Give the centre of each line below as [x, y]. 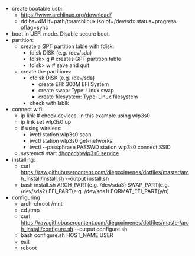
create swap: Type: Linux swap [76, 90]
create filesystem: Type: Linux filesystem [88, 97]
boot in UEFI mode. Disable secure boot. [61, 34]
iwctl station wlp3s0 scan [60, 135]
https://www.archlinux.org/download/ [66, 15]
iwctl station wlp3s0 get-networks [71, 141]
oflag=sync [34, 27]
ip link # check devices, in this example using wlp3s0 [85, 116]
